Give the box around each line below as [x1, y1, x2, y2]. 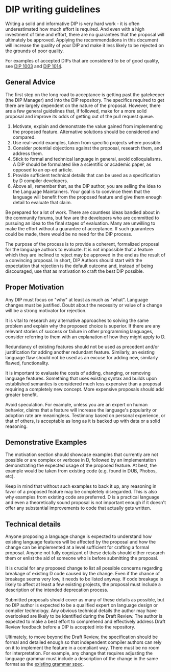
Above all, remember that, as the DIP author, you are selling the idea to [12, 183, 161, 189]
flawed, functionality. [5, 360, 50, 366]
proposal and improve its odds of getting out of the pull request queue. [5, 113, 154, 119]
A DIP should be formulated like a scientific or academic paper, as [12, 161, 152, 167]
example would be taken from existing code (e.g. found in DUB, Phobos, [5, 468, 157, 474]
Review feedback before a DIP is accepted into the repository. [5, 624, 136, 630]
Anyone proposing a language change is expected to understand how [5, 533, 152, 539]
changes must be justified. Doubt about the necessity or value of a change [5, 302, 162, 308]
